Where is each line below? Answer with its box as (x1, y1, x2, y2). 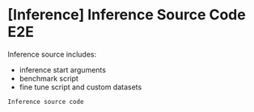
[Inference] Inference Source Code (7, 6, 246, 24)
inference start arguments (19, 64, 107, 74)
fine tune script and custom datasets (19, 82, 142, 92)
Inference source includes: (7, 49, 97, 59)
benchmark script (19, 73, 78, 83)
